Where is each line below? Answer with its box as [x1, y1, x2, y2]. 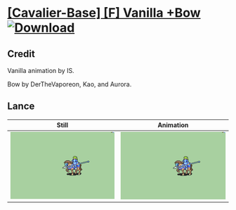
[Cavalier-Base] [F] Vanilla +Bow [7, 5, 202, 21]
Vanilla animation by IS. [7, 67, 75, 74]
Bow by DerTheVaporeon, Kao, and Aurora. [7, 80, 132, 88]
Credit [7, 48, 35, 60]
